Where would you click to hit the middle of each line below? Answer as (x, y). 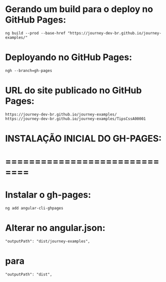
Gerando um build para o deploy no (79, 9)
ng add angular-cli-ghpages (34, 208)
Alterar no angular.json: (55, 228)
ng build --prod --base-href (35, 33)
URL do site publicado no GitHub (74, 90)
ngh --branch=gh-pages (29, 70)
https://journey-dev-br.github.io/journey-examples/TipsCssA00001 (76, 118)
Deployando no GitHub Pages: (69, 57)
